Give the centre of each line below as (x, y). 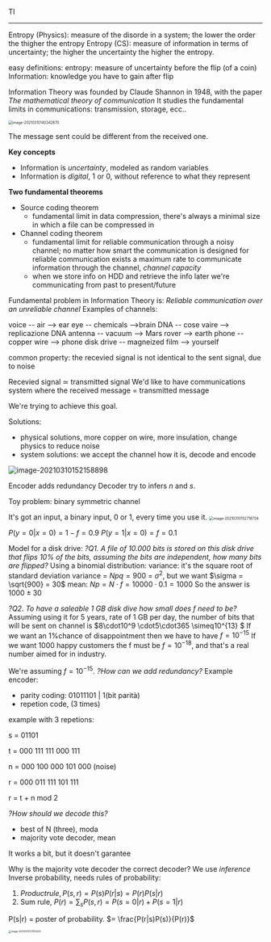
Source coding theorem (59, 208)
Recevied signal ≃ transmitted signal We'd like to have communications (127, 382)
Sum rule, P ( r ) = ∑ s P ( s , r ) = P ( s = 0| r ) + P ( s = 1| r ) (102, 902)
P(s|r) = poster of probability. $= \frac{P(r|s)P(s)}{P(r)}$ (102, 919)
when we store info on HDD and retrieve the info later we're (131, 276)
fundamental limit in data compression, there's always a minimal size (146, 216)
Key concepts (32, 152)
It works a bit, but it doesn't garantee (70, 853)
